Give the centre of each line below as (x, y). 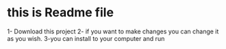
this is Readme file (61, 13)
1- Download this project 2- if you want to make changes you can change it (113, 31)
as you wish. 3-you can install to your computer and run (86, 38)
